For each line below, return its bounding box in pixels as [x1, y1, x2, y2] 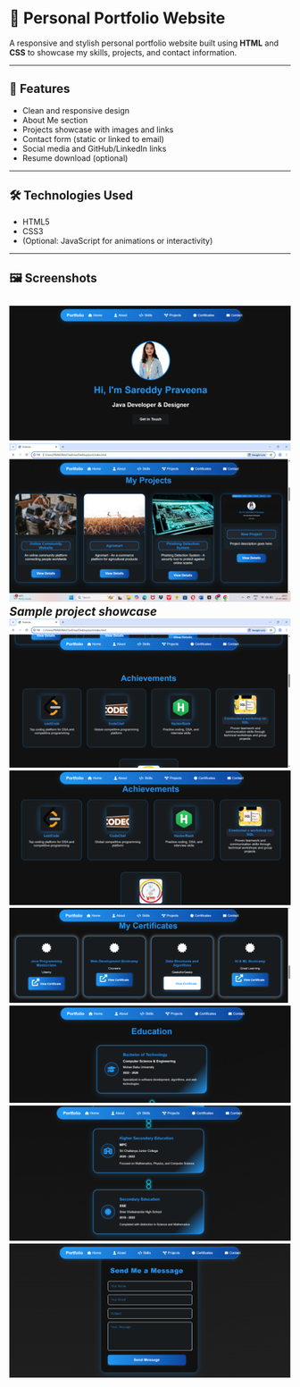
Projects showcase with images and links [21, 124, 174, 135]
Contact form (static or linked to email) [21, 133, 165, 144]
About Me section [21, 114, 88, 125]
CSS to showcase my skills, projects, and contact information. [9, 46, 237, 57]
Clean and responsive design [21, 105, 130, 115]
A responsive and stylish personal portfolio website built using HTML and [9, 38, 279, 48]
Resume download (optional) [21, 152, 129, 164]
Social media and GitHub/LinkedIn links [21, 143, 167, 154]
